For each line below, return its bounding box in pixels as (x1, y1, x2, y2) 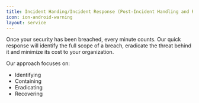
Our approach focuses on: (6, 60, 70, 67)
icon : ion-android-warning (6, 14, 73, 20)
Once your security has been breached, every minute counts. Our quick (6, 36, 181, 43)
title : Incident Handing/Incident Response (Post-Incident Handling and (6, 8, 190, 15)
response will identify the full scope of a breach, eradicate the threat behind (6, 42, 191, 49)
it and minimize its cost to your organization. (6, 49, 114, 56)
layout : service (6, 20, 46, 25)
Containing (14, 78, 42, 85)
